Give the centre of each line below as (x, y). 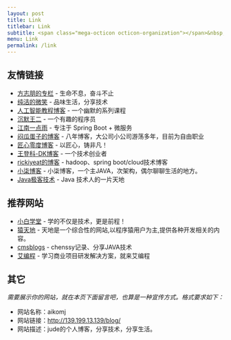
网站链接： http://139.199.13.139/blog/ (69, 321)
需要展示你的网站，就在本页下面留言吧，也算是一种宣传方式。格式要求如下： (115, 297)
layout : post (26, 13)
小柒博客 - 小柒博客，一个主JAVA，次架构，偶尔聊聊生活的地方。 (109, 170)
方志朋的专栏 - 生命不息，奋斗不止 (66, 93)
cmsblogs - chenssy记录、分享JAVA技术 (75, 247)
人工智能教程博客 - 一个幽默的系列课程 (71, 110)
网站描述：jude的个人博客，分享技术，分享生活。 (87, 329)
